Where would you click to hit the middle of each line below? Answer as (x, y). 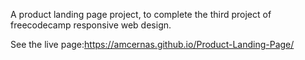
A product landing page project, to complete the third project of (141, 14)
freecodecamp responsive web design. (91, 25)
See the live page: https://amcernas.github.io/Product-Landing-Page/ (152, 44)
